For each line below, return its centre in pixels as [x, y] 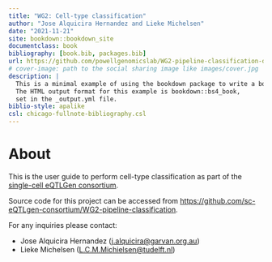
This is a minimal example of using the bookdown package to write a [135, 84]
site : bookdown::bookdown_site [61, 39]
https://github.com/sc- [218, 200]
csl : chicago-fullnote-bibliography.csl [78, 114]
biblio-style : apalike [47, 106]
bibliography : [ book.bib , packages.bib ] [78, 54]
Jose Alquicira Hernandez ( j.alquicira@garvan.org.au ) [110, 241]
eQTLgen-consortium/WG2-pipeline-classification [92, 209]
